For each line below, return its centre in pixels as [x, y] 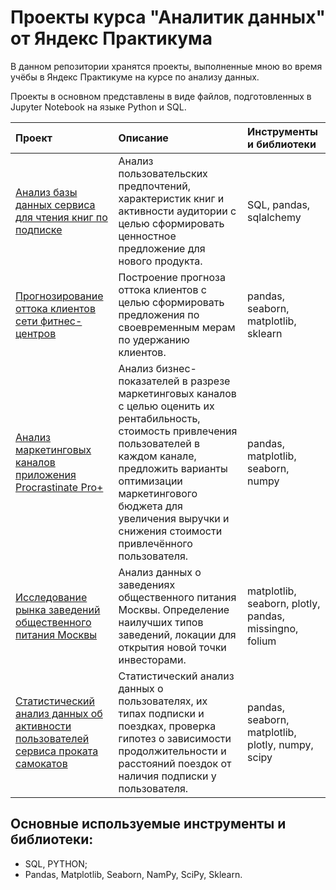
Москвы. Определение [174, 609]
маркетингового [158, 493]
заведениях [147, 584]
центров [36, 333]
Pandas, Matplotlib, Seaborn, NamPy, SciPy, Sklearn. [133, 874]
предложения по [159, 314]
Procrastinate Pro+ [59, 487]
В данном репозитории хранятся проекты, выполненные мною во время [166, 66]
